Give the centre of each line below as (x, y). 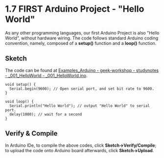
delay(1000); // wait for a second (46, 114)
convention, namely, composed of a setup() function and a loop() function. (81, 43)
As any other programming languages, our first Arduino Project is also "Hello (82, 33)
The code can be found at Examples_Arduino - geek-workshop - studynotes (82, 70)
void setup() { (21, 84)
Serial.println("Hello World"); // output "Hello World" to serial (80, 106)
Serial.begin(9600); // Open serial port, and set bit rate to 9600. (82, 89)
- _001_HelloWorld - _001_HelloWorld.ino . (46, 75)
